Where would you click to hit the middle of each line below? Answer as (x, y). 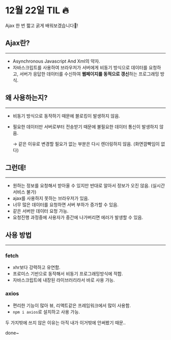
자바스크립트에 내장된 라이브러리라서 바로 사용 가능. (64, 280)
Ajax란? (18, 43)
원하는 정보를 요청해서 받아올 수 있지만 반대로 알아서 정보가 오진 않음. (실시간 (89, 186)
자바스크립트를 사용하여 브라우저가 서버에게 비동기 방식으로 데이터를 (80, 67)
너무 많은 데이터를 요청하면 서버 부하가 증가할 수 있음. (65, 205)
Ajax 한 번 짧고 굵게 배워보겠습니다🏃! (42, 25)
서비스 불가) (24, 192)
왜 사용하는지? (26, 98)
